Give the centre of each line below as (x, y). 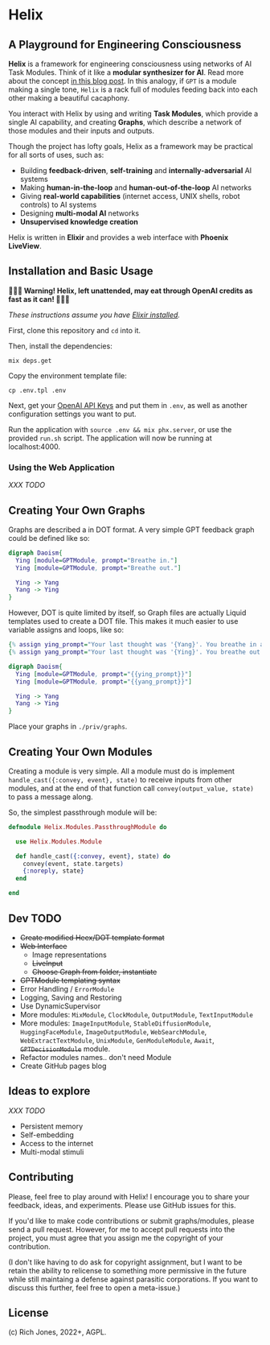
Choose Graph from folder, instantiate (94, 972)
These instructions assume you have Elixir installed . (94, 315)
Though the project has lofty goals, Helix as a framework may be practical (131, 146)
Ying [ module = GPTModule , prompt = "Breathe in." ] (97, 560)
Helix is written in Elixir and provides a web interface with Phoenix (119, 237)
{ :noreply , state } (53, 871)
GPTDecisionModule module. (65, 1049)
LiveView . (25, 246)
